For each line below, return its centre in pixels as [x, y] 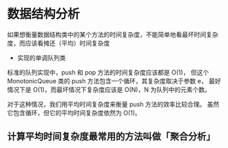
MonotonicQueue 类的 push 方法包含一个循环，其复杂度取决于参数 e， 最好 [114, 81]
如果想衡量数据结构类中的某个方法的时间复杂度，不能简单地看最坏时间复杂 [113, 34]
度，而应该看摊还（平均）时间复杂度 [59, 43]
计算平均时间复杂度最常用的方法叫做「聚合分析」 [111, 137]
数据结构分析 [44, 14]
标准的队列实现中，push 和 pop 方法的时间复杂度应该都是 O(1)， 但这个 [108, 72]
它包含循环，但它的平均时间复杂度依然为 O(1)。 [74, 113]
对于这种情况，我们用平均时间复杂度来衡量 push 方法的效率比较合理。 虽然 [113, 104]
